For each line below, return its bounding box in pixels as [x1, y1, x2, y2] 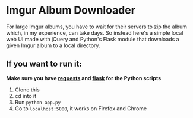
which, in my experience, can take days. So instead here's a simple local [6, 29, 183, 36]
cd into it [14, 92, 37, 99]
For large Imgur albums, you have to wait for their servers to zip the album [6, 23, 188, 30]
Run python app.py [14, 99, 61, 106]
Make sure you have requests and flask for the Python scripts [6, 74, 162, 81]
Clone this [14, 86, 40, 93]
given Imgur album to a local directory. [6, 42, 100, 49]
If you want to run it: [6, 59, 82, 69]
